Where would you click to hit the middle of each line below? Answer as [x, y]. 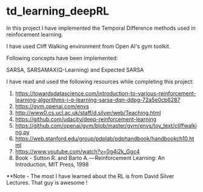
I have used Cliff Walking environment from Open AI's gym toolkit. [88, 46]
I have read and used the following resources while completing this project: [100, 81]
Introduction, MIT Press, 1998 [52, 164]
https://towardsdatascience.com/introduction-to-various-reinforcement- [105, 93]
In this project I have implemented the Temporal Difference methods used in [101, 28]
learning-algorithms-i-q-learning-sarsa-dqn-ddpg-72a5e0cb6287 [98, 100]
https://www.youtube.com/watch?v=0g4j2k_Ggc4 [78, 151]
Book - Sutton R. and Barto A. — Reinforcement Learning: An [90, 158]
